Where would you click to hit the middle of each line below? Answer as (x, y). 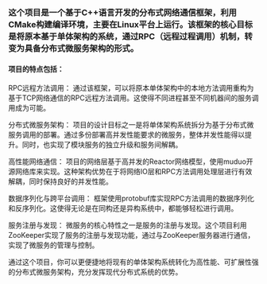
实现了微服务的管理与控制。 (54, 245)
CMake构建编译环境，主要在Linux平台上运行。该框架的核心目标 (130, 24)
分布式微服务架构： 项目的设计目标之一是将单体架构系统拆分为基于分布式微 (131, 125)
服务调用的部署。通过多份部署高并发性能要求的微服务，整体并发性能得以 (126, 135)
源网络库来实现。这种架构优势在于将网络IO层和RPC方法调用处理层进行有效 (130, 172)
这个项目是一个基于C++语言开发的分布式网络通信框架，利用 (122, 12)
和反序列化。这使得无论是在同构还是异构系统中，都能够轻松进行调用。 (123, 208)
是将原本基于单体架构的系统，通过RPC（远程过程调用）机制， (126, 36)
